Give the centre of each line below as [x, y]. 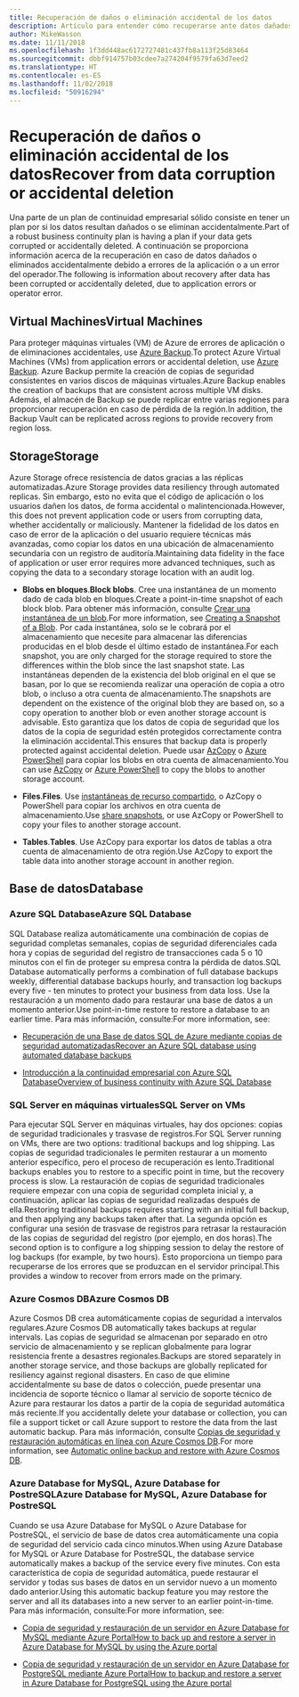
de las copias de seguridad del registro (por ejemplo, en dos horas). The [141, 1238]
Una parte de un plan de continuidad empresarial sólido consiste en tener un [149, 217]
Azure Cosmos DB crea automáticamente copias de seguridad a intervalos [146, 1318]
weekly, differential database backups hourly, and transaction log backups [145, 980]
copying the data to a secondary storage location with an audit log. [132, 572]
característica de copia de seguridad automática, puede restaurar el [134, 1572]
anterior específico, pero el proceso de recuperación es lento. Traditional [142, 1162]
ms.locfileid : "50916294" [57, 92]
